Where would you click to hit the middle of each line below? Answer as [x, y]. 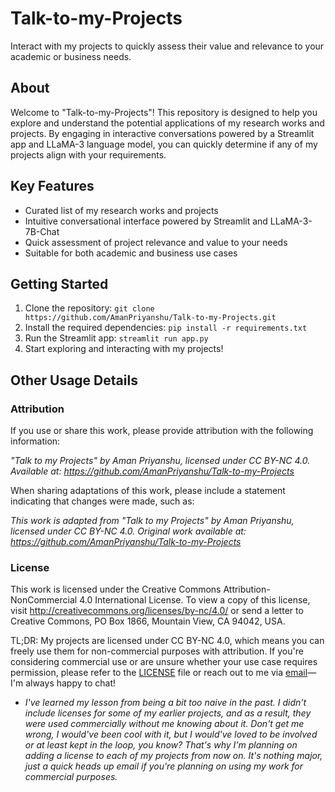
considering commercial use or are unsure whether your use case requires [164, 662]
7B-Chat [42, 231]
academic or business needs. [71, 56]
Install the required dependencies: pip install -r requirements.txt [166, 328]
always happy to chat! [71, 683]
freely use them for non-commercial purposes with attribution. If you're [157, 651]
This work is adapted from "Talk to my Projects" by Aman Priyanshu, [152, 521]
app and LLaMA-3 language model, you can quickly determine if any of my [164, 144]
